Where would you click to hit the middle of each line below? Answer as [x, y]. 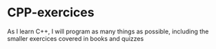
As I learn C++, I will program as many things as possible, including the [108, 31]
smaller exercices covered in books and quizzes [76, 38]
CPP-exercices [51, 13]
